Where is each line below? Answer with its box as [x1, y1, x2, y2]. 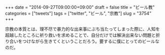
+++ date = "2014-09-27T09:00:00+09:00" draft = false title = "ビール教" [5, 4, 155, 10]
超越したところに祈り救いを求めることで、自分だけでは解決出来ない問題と [5, 32, 156, 38]
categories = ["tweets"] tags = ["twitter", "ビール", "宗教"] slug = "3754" [5, 10, 152, 16]
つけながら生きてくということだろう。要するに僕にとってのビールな [22, 38, 160, 44]
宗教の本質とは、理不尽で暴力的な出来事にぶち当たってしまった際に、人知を [5, 26, 160, 32]
